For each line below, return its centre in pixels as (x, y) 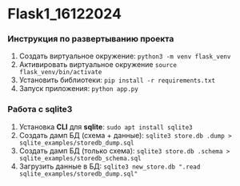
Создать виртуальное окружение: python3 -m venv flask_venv (125, 56)
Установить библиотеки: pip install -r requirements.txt (117, 80)
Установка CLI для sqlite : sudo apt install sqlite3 (106, 127)
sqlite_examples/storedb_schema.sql (80, 158)
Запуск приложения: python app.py (79, 89)
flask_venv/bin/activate (60, 73)
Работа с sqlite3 (40, 109)
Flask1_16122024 (64, 14)
